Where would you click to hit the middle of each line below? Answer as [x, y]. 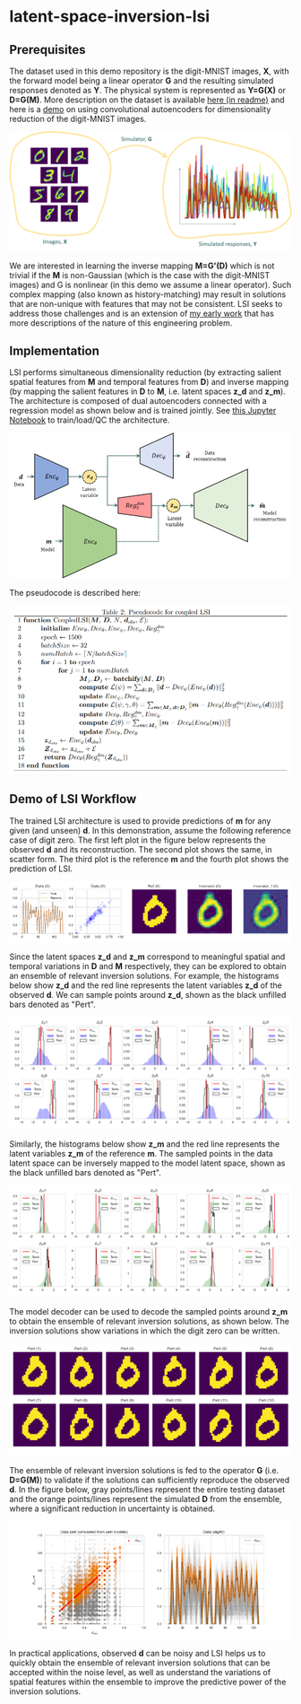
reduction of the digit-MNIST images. [78, 119]
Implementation [55, 351]
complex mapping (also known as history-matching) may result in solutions [148, 294]
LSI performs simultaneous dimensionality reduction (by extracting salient [146, 372]
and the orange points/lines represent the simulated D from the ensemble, [146, 1499]
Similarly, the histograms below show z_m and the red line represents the [145, 1144]
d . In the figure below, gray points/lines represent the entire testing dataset [147, 1489]
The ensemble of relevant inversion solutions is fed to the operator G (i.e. [144, 1470]
